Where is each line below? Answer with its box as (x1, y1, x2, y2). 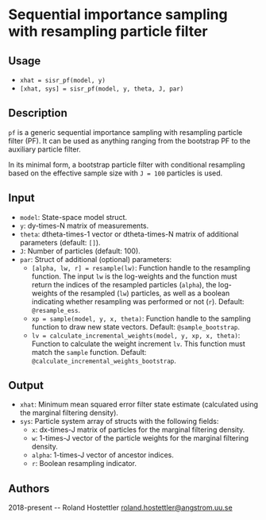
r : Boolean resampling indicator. (31, 459, 137, 468)
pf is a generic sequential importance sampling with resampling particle (8, 127, 243, 137)
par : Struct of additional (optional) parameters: (19, 254, 172, 264)
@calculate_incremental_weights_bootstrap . (31, 356, 176, 365)
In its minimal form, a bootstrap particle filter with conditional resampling (8, 160, 245, 169)
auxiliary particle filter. (8, 144, 81, 154)
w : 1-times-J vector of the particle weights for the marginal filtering (31, 433, 249, 443)
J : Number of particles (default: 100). (19, 246, 141, 256)
